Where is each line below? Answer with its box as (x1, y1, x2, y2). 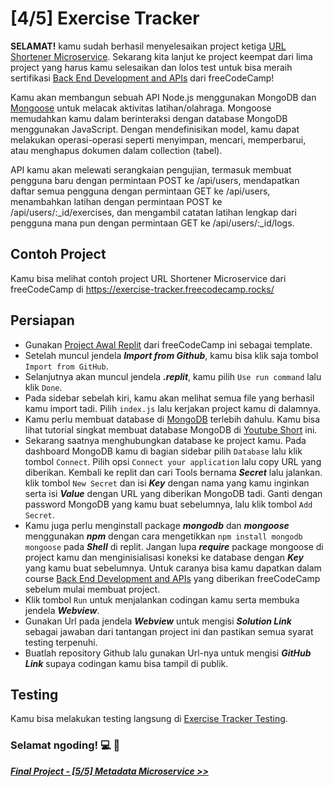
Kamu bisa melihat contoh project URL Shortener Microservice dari (10, 272, 287, 284)
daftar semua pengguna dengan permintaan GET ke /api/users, (10, 185, 271, 197)
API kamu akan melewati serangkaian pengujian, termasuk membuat (10, 163, 292, 176)
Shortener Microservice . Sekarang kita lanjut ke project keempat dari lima (10, 50, 313, 62)
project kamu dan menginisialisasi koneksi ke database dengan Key (24, 551, 304, 563)
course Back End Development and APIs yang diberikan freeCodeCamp (24, 572, 321, 584)
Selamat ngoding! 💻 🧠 (10, 738, 121, 752)
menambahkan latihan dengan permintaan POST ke (10, 195, 223, 207)
